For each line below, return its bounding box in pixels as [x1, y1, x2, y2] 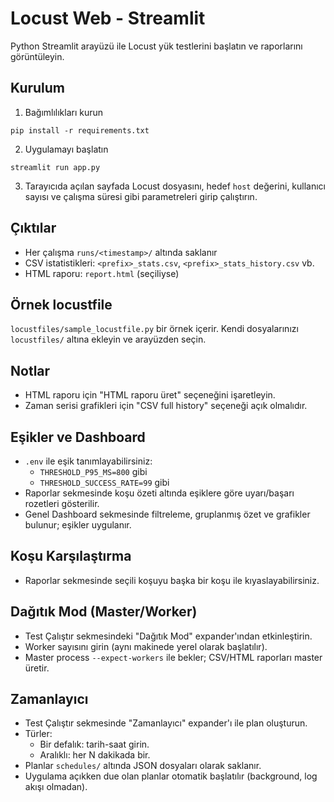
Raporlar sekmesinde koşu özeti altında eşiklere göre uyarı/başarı [24, 487, 295, 499]
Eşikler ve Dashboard [10, 428, 146, 446]
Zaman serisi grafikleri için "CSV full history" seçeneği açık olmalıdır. [24, 400, 308, 412]
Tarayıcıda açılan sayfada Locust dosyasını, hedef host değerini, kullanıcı [24, 180, 327, 192]
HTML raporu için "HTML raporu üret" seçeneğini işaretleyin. [24, 389, 276, 401]
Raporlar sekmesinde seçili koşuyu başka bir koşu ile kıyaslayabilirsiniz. [24, 574, 320, 586]
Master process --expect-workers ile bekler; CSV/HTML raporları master [24, 651, 323, 663]
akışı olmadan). [24, 781, 88, 793]
